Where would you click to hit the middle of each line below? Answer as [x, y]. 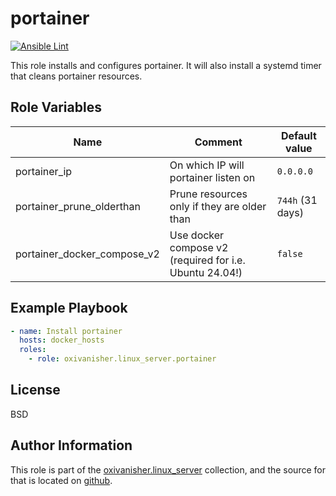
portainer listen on [212, 177]
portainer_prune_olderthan [78, 206]
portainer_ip [44, 171]
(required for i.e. [207, 260]
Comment [218, 142]
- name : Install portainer [66, 331]
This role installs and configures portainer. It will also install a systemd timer [166, 65]
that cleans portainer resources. [76, 76]
